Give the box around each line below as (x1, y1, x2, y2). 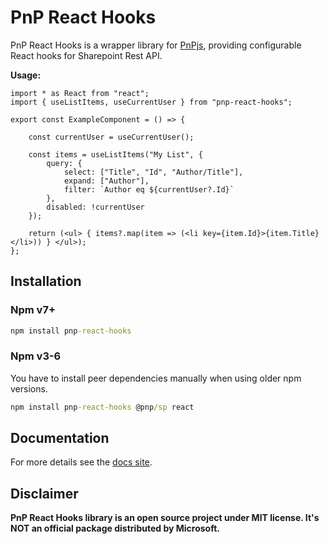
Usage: (10, 69, 42, 81)
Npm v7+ (10, 303, 57, 317)
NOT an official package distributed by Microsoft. (10, 522, 220, 535)
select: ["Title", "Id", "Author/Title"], (63, 167, 244, 177)
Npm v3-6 (10, 349, 62, 363)
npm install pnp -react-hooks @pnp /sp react (10, 402, 195, 412)
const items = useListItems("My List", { (28, 149, 203, 160)
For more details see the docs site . (10, 456, 153, 468)
